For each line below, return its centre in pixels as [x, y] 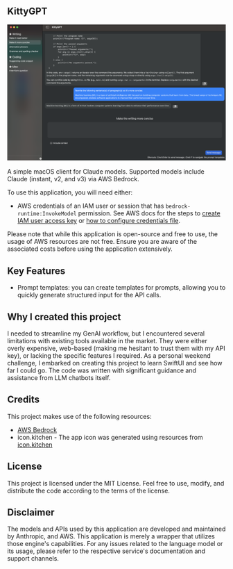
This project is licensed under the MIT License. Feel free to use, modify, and [116, 483]
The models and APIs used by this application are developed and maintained [116, 529]
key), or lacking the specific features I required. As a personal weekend [109, 355]
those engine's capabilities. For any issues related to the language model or [115, 544]
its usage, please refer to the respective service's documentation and [106, 551]
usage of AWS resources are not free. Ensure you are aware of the [102, 242]
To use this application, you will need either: [70, 192]
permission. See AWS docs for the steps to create [149, 213]
